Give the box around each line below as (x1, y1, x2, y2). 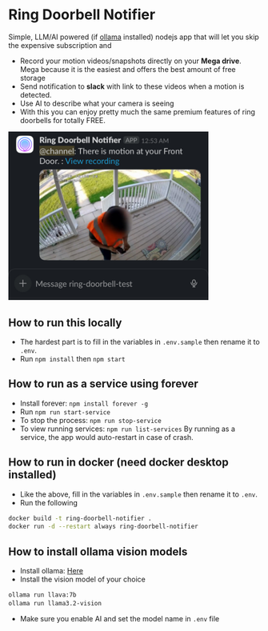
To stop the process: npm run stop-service (19, 415, 162, 425)
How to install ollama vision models (8, 545, 188, 558)
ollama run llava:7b (8, 591, 78, 599)
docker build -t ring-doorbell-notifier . (8, 514, 152, 522)
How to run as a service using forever (8, 377, 198, 391)
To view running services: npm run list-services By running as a (19, 424, 236, 433)
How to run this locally (8, 316, 122, 329)
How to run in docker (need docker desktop (8, 456, 230, 469)
